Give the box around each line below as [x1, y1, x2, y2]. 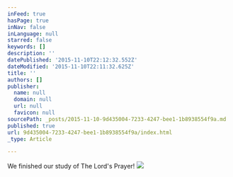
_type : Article [7, 135, 52, 142]
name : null [13, 89, 46, 96]
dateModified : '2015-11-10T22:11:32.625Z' [7, 63, 135, 70]
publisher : [7, 83, 40, 90]
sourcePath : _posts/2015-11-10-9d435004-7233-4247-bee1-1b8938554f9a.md [7, 115, 227, 122]
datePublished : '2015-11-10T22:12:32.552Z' [7, 57, 138, 64]
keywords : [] [7, 43, 46, 50]
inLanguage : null [7, 30, 59, 38]
